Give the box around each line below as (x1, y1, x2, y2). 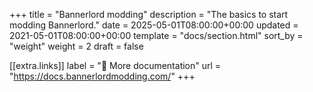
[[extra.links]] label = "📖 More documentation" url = (9, 60, 222, 71)
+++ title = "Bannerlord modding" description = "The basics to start (9, 9, 289, 20)
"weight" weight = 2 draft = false (9, 40, 144, 52)
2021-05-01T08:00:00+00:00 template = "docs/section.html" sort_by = (9, 30, 304, 41)
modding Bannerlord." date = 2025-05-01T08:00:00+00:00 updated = (9, 19, 299, 31)
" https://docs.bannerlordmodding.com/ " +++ (9, 70, 196, 82)
